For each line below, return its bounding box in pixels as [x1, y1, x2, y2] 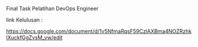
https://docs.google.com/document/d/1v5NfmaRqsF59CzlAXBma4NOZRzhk [6, 28, 192, 35]
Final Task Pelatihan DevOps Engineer [6, 5, 99, 12]
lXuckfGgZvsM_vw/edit [6, 34, 63, 41]
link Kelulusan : [6, 16, 43, 23]
